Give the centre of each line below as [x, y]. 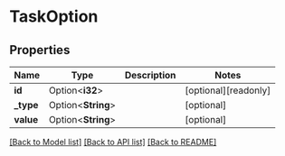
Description [150, 75]
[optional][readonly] [228, 90]
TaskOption [54, 17]
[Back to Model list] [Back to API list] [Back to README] [113, 142]
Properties [40, 50]
